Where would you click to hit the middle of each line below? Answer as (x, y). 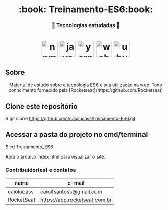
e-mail (76, 183)
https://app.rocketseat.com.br (76, 200)
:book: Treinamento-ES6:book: (86, 9)
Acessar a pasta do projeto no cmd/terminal (77, 134)
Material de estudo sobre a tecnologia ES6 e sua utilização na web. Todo (86, 85)
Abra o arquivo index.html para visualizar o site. (55, 156)
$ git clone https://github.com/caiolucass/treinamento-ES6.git (70, 118)
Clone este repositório (41, 106)
